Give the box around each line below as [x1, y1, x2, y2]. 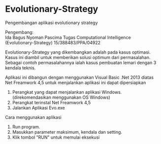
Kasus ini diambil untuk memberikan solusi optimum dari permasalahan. [5, 54, 151, 60]
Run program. [12, 124, 40, 130]
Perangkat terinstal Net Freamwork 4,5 [12, 99, 91, 105]
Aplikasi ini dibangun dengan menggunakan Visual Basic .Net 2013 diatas [5, 74, 154, 80]
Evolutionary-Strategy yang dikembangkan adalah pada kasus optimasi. [5, 49, 151, 55]
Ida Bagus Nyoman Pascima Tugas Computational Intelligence [5, 34, 131, 40]
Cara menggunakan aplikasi [5, 114, 62, 120]
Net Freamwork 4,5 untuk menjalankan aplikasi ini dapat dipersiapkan [5, 80, 146, 86]
